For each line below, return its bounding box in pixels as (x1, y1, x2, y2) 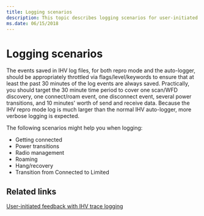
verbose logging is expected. (6, 113, 79, 120)
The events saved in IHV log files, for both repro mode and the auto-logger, (6, 67, 195, 74)
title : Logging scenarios (6, 9, 72, 15)
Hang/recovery (15, 162, 54, 169)
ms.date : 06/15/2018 (6, 20, 59, 26)
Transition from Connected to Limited (15, 169, 109, 176)
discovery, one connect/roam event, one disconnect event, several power (6, 93, 192, 100)
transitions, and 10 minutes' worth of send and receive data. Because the (6, 99, 191, 107)
